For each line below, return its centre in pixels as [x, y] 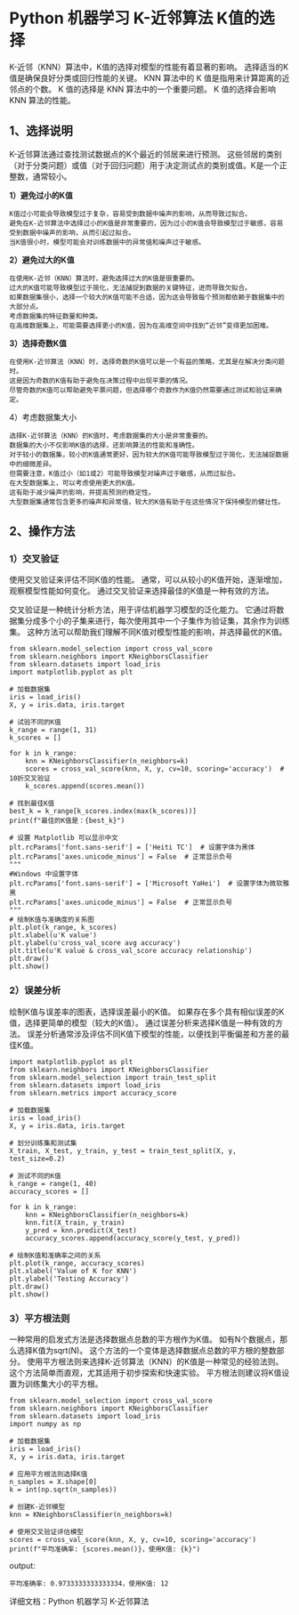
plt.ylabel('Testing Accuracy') [69, 1279]
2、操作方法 [42, 532]
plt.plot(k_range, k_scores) [63, 928]
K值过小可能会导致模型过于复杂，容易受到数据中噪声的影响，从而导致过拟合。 [130, 214]
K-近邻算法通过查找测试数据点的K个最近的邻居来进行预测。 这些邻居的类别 [145, 154]
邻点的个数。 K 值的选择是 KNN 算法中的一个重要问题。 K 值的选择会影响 [142, 89]
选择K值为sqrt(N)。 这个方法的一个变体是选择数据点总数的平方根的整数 [147, 1351]
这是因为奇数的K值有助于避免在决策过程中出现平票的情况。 [101, 380]
